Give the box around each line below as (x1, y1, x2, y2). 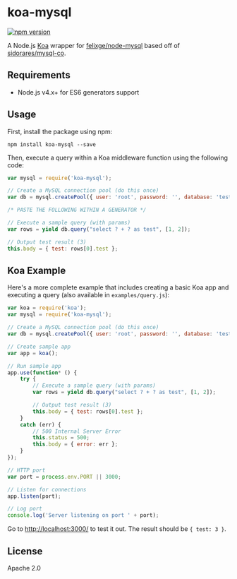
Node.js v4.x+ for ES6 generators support (17, 88, 140, 96)
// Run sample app (7, 362, 61, 369)
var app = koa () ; (7, 350, 59, 357)
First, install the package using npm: (7, 127, 113, 136)
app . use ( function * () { (7, 369, 78, 376)
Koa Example (7, 264, 66, 276)
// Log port (7, 506, 42, 513)
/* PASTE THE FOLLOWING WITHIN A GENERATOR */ (7, 206, 147, 214)
